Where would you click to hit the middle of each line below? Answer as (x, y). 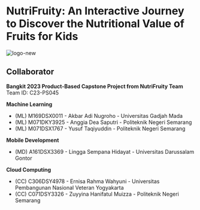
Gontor (24, 158)
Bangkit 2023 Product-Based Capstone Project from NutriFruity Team (95, 86)
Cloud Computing (29, 169)
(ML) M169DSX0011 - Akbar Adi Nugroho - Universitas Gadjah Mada (99, 115)
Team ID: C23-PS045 (33, 92)
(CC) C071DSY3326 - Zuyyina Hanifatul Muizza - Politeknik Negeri (97, 194)
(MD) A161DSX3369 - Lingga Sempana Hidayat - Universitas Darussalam (104, 151)
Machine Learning (29, 104)
